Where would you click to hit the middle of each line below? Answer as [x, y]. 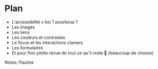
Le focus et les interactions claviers [47, 42]
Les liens [20, 32]
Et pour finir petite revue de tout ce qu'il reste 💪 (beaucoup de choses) [83, 53]
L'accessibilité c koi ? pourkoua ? [45, 22]
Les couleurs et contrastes [38, 37]
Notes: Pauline [19, 62]
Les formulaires [27, 48]
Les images [23, 27]
